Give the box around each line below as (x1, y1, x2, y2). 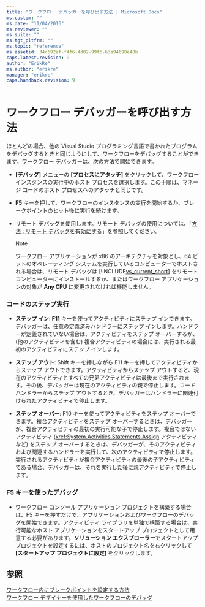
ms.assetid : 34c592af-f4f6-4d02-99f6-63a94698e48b (6, 49, 138, 55)
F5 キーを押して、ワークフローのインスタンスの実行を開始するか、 (15, 199, 184, 207)
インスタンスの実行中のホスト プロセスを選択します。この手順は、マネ (15, 178, 193, 186)
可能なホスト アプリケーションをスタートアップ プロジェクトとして (20, 526, 190, 533)
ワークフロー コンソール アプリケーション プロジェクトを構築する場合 (15, 503, 192, 511)
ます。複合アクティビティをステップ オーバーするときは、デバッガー (20, 418, 193, 425)
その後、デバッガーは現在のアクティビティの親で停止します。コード (25, 381, 196, 389)
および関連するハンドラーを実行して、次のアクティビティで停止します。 (15, 448, 196, 456)
